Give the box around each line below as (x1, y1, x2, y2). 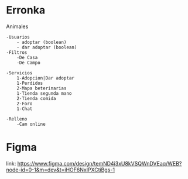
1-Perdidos (16, 80, 43, 86)
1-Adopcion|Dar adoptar (16, 75, 75, 81)
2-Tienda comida (16, 95, 57, 101)
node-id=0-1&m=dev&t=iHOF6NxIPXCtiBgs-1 (6, 166, 115, 173)
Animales (6, 23, 29, 30)
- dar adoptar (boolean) (16, 44, 77, 50)
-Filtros (6, 49, 28, 56)
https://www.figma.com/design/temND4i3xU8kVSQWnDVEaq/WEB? (17, 160, 182, 167)
